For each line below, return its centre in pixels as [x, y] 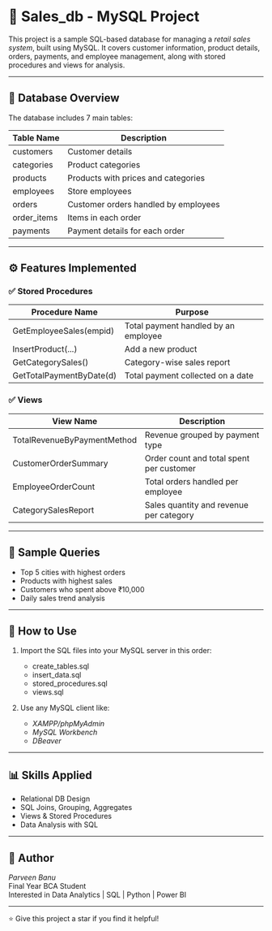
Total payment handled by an [179, 326]
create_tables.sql [61, 666]
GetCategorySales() [51, 362]
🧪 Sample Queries [54, 553]
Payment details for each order [126, 231]
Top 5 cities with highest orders [72, 572]
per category [169, 515]
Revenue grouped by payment [202, 435]
